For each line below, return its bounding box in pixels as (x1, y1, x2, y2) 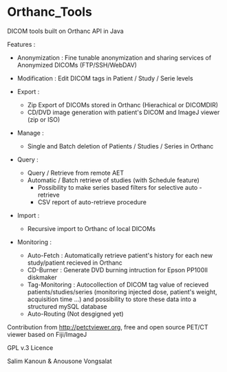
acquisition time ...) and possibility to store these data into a (27, 295, 197, 303)
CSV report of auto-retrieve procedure (37, 197, 147, 206)
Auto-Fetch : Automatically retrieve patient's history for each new (27, 251, 213, 259)
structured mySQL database (27, 302, 108, 310)
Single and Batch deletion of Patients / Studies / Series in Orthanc (27, 142, 214, 150)
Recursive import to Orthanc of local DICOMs (27, 224, 156, 232)
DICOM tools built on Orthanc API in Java (7, 27, 124, 35)
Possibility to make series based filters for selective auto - (37, 183, 202, 191)
